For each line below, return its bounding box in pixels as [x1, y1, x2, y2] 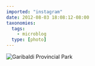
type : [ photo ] [11, 37, 47, 43]
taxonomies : [6, 20, 36, 26]
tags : [11, 25, 26, 32]
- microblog [17, 31, 47, 37]
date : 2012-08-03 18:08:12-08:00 [6, 14, 90, 20]
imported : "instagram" [6, 8, 63, 15]
